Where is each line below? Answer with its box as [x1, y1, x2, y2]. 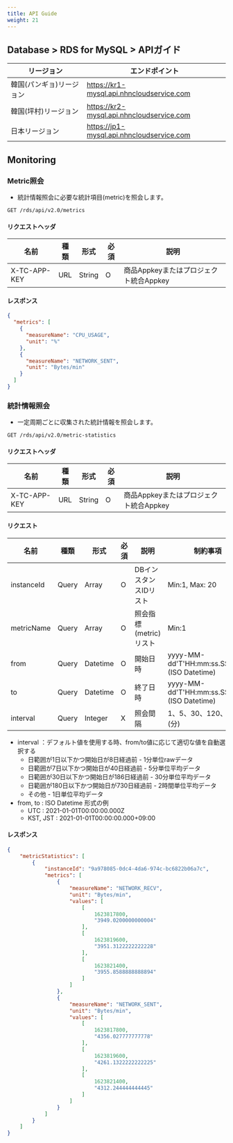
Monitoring [7, 154, 57, 166]
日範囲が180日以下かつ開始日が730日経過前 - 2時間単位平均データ [27, 781, 217, 789]
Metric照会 [7, 176, 44, 186]
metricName [10, 623, 51, 633]
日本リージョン [10, 126, 60, 136]
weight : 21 [7, 17, 39, 24]
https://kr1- [86, 80, 126, 90]
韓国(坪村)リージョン [10, 107, 79, 116]
